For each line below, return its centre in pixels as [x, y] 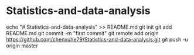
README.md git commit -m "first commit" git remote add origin [82, 33]
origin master [22, 46]
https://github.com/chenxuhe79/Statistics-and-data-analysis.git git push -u [97, 39]
